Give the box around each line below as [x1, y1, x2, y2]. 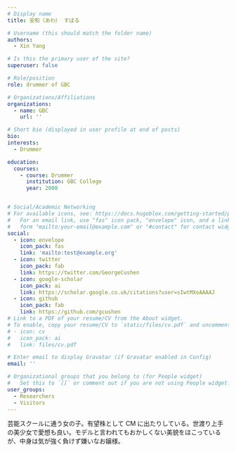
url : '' [20, 113, 42, 120]
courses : [13, 165, 39, 172]
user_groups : [7, 386, 46, 393]
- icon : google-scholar [13, 275, 83, 282]
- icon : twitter [13, 256, 61, 263]
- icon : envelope [13, 237, 65, 244]
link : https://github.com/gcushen [20, 308, 121, 315]
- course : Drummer [20, 172, 74, 179]
